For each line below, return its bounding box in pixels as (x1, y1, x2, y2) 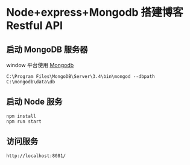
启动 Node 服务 (6, 97, 63, 107)
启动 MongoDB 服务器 (6, 44, 88, 54)
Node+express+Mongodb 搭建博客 (6, 5, 184, 19)
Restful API (6, 19, 63, 33)
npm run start (6, 118, 42, 125)
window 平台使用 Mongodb (6, 62, 74, 68)
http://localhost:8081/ (6, 152, 66, 159)
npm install (6, 113, 36, 119)
